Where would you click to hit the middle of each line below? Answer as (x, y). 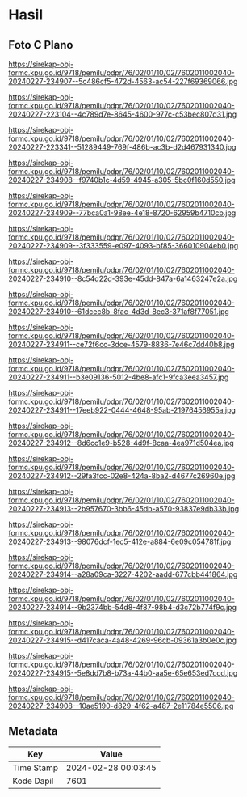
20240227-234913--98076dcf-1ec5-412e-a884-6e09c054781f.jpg (120, 541)
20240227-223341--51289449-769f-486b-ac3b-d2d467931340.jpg (122, 147)
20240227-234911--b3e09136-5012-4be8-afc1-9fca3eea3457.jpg (119, 377)
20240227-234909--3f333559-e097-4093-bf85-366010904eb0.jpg (123, 246)
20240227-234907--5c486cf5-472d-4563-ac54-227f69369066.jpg (123, 81)
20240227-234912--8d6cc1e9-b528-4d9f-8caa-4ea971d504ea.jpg (121, 443)
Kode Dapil (33, 781)
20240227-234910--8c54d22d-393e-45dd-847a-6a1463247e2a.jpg (123, 278)
